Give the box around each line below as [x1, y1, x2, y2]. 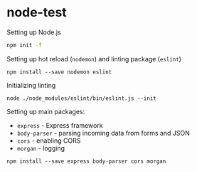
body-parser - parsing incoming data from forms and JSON [16, 128, 190, 137]
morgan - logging [16, 143, 65, 152]
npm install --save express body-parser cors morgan [6, 158, 166, 165]
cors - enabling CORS [16, 136, 81, 145]
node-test [6, 4, 67, 21]
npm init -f [6, 41, 42, 49]
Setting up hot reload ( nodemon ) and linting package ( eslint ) [6, 54, 182, 63]
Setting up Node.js [6, 28, 61, 36]
